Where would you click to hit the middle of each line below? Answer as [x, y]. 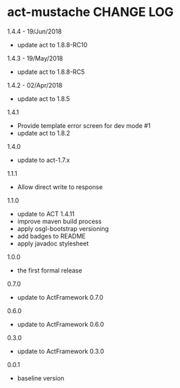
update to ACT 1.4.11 [46, 213]
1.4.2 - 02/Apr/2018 [35, 85]
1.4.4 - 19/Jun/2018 [35, 31]
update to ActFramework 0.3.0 [61, 351]
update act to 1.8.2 [44, 133]
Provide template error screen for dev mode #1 [84, 125]
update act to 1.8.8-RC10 [52, 45]
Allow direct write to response [60, 187]
